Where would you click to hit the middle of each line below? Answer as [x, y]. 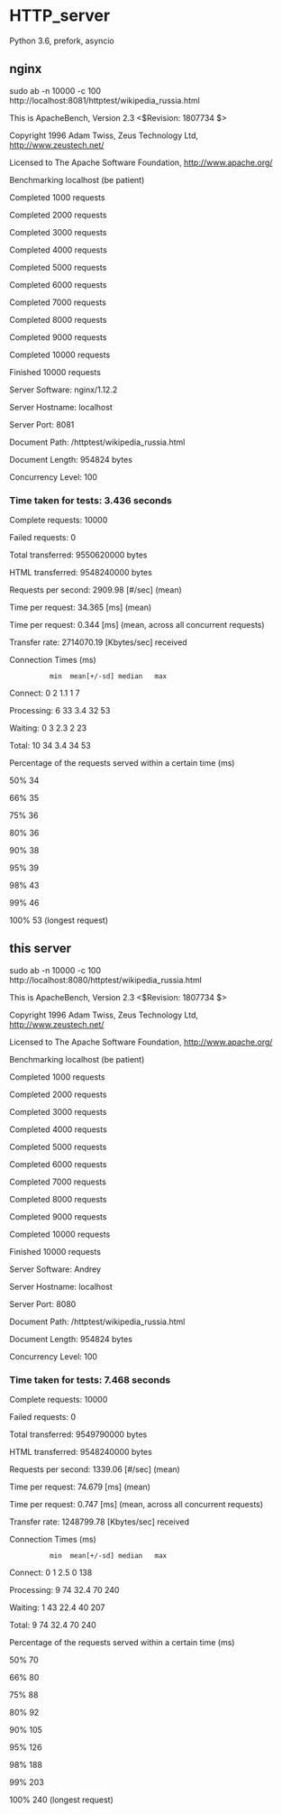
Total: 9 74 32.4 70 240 [53, 1625]
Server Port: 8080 [43, 1303]
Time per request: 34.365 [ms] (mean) [81, 608]
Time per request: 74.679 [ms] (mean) [80, 1487]
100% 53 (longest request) [59, 920]
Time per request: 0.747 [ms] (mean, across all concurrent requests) [136, 1505]
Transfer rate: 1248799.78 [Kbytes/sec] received [99, 1522]
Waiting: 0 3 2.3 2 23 [48, 728]
